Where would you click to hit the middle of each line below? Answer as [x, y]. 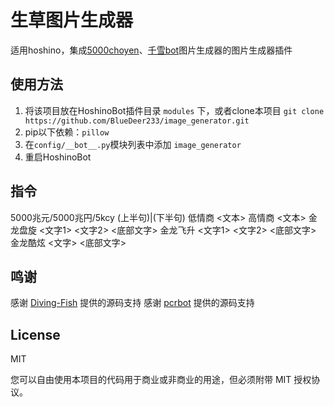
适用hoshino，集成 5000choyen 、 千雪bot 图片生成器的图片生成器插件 [151, 50]
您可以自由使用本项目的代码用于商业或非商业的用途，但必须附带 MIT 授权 [161, 380]
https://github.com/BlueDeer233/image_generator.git [137, 121]
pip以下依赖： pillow [67, 132]
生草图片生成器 [72, 20]
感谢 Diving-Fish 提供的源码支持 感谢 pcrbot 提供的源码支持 [132, 303]
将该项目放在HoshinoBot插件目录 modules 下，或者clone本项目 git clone [174, 110]
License [35, 334]
